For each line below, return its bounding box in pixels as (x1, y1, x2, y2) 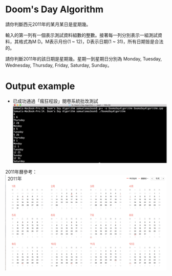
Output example (5, 80, 75, 92)
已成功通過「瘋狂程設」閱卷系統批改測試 (12, 98, 98, 104)
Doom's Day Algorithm (5, 4, 104, 15)
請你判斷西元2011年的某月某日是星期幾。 (5, 21, 91, 27)
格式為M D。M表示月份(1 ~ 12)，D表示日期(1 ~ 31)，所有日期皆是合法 (18, 38, 164, 45)
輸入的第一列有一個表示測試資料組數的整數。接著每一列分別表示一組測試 (5, 32, 158, 38)
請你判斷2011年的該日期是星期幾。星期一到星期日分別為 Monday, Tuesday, (5, 55, 162, 62)
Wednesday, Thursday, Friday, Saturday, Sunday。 (5, 62, 112, 68)
